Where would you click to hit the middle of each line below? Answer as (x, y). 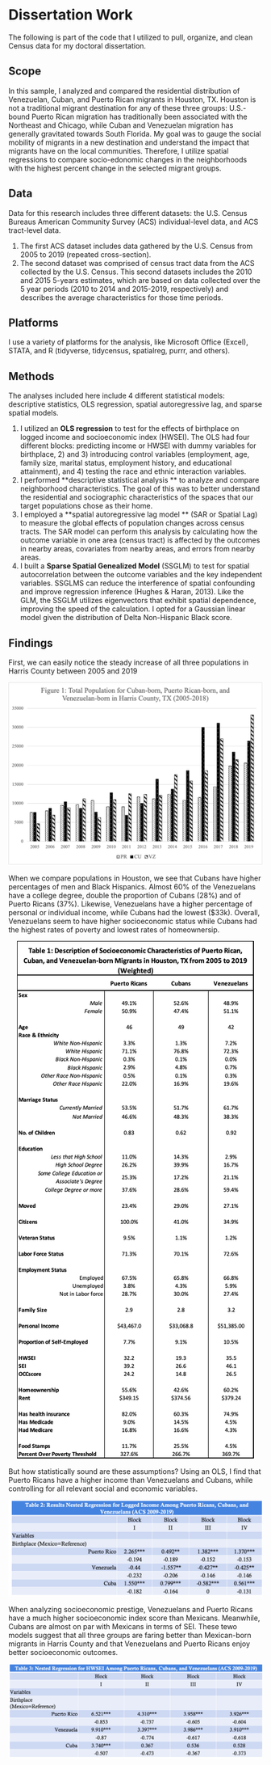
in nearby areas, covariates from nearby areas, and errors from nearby (138, 549)
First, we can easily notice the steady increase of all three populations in (129, 662)
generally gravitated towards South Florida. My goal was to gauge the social (135, 133)
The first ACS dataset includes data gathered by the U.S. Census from (136, 246)
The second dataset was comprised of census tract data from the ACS (137, 263)
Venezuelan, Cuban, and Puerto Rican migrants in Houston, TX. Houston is (132, 99)
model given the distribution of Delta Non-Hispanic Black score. (126, 618)
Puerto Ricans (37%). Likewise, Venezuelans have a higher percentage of (130, 904)
